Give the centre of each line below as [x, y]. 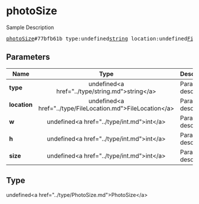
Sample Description [30, 27]
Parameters [28, 57]
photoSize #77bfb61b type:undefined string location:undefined [97, 39]
